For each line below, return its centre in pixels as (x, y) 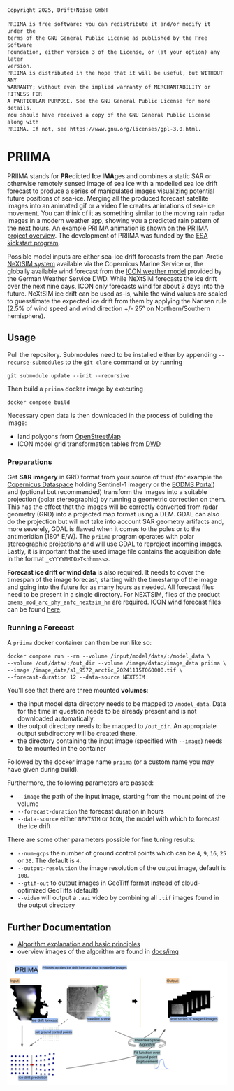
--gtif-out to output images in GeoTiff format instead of (98, 883)
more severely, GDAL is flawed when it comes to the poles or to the (104, 529)
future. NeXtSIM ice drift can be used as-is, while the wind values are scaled (117, 294)
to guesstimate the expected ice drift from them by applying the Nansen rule (117, 301)
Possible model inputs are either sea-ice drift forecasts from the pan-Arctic (115, 256)
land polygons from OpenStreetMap (69, 436)
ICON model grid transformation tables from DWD (89, 444)
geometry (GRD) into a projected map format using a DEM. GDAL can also (114, 514)
